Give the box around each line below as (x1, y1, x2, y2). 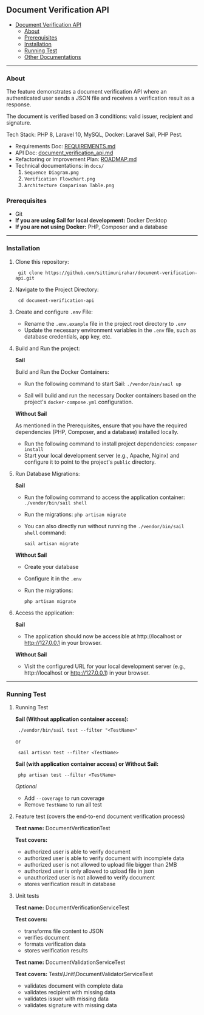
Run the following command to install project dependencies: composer (24, 440, 198, 447)
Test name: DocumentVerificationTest (15, 825, 110, 831)
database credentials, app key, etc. (24, 332, 112, 340)
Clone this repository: (15, 258, 69, 265)
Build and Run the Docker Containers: (15, 368, 109, 376)
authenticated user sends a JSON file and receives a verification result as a (6, 94, 195, 102)
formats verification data (24, 940, 86, 948)
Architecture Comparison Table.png (24, 182, 114, 189)
